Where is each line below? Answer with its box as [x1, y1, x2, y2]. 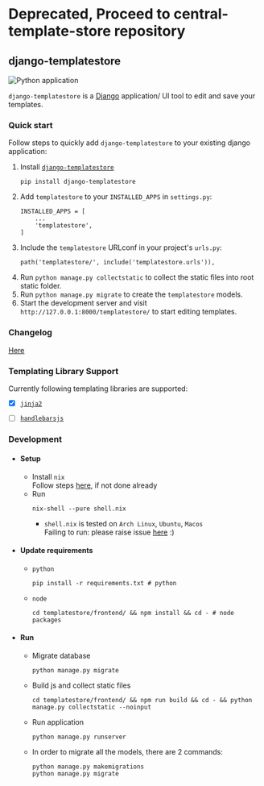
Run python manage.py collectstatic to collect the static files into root [19, 272, 254, 282]
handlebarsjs [19, 414, 64, 423]
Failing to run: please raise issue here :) [43, 527, 175, 537]
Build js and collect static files [31, 680, 131, 690]
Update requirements [19, 546, 93, 555]
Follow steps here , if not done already [31, 480, 158, 490]
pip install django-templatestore [19, 178, 136, 186]
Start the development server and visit [19, 298, 147, 308]
